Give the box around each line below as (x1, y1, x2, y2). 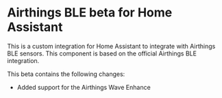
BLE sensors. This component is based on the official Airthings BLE (7, 49, 197, 58)
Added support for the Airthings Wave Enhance (16, 83, 151, 91)
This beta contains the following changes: (7, 70, 125, 78)
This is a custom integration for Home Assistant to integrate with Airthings (7, 42, 216, 50)
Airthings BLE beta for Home (7, 5, 173, 21)
